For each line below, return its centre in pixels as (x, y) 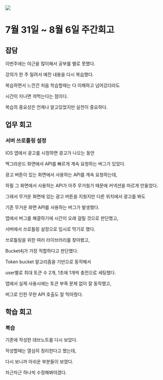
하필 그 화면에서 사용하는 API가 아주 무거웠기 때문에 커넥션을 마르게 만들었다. (82, 185)
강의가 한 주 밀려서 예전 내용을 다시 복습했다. (50, 75)
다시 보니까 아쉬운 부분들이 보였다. (39, 362)
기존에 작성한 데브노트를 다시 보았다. (41, 340)
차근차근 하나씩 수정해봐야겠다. (36, 373)
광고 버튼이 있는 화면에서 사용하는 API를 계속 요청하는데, (61, 175)
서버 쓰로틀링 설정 (26, 141)
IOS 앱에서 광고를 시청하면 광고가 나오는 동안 (50, 153)
